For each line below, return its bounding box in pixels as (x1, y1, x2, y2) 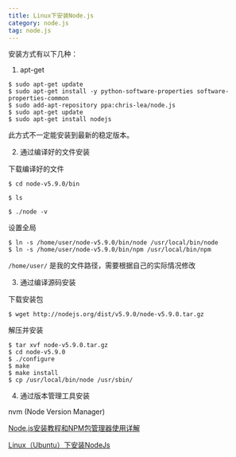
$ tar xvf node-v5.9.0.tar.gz (8, 342, 109, 350)
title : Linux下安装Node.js (8, 11, 94, 20)
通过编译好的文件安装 (19, 147, 90, 157)
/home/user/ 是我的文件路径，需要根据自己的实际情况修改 (8, 260, 196, 271)
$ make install (8, 369, 59, 377)
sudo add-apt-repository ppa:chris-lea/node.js (15, 101, 176, 110)
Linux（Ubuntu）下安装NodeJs (8, 440, 110, 450)
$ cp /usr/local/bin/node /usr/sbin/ (8, 376, 133, 385)
